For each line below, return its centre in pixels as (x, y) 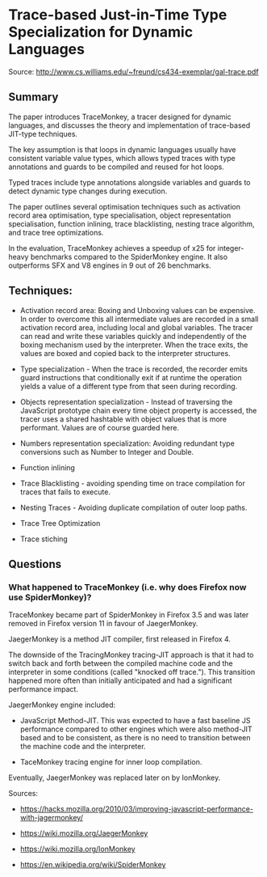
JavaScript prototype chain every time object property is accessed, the (138, 410)
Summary (33, 97)
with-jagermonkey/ (51, 818)
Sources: (23, 794)
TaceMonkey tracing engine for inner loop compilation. (111, 762)
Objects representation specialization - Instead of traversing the (126, 401)
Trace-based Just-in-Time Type (118, 15)
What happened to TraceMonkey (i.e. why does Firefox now (127, 587)
